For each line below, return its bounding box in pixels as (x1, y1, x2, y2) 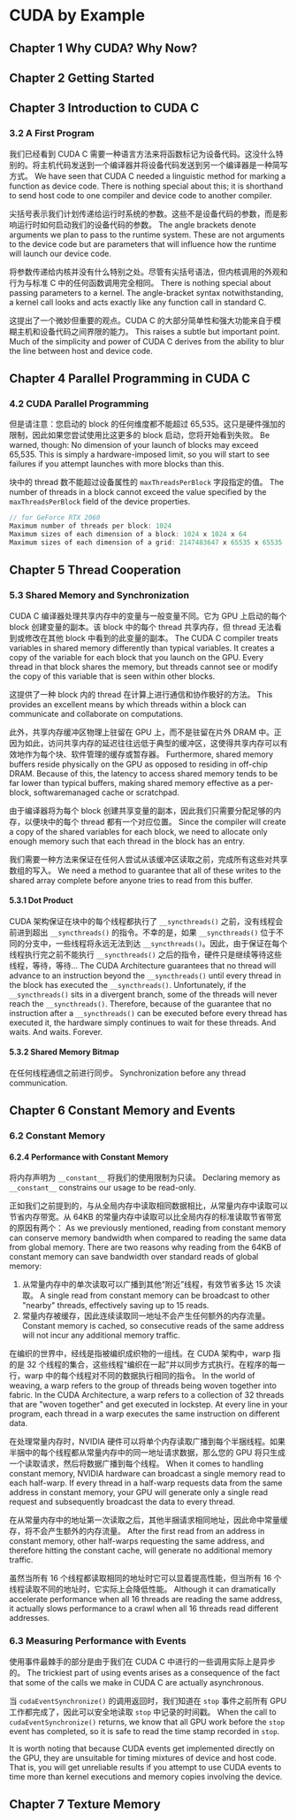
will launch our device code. (9, 248, 112, 258)
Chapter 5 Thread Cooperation (9, 563, 181, 578)
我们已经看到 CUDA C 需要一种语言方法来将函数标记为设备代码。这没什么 (9, 148, 276, 159)
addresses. (9, 1613, 50, 1623)
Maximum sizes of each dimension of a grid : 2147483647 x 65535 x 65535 (9, 537, 283, 547)
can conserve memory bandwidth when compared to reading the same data (9, 1232, 287, 1244)
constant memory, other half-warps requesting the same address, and (9, 1536, 265, 1546)
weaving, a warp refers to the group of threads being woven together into (9, 1380, 277, 1391)
